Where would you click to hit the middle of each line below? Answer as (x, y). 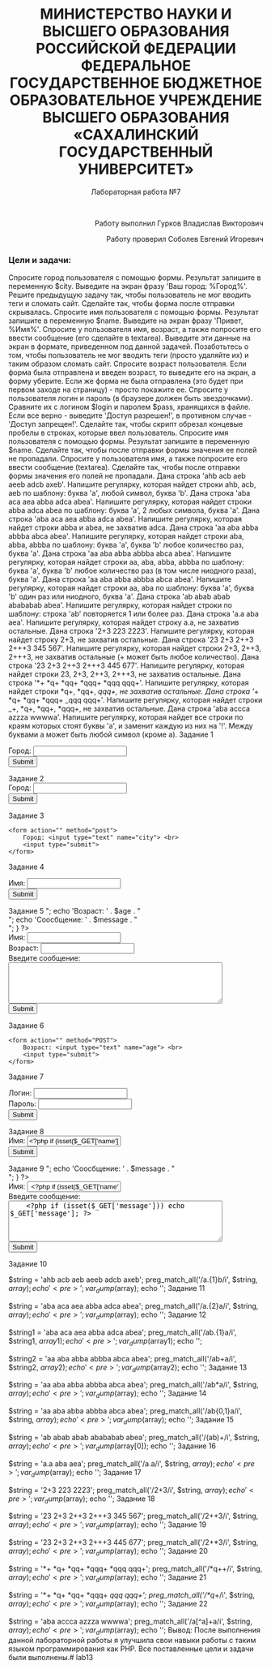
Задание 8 (26, 1132)
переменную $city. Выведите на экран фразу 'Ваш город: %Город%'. (128, 286)
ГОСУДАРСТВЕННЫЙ (136, 152)
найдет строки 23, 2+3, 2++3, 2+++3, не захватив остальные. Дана (125, 674)
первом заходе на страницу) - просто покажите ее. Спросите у (119, 389)
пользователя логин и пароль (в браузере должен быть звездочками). (131, 398)
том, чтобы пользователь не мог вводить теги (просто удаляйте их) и (129, 355)
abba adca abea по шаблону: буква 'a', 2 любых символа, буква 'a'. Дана (134, 510)
